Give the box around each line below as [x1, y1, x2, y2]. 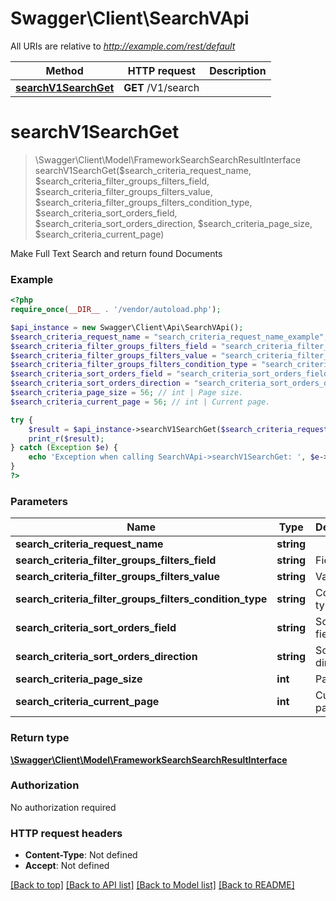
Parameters [10, 494, 68, 508]
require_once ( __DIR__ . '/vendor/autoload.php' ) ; [10, 305, 222, 315]
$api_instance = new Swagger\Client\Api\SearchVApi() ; [10, 322, 244, 332]
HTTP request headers [10, 826, 123, 840]
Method [45, 63, 84, 77]
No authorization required [10, 801, 117, 813]
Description [209, 63, 267, 77]
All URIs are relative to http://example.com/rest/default [10, 40, 236, 52]
